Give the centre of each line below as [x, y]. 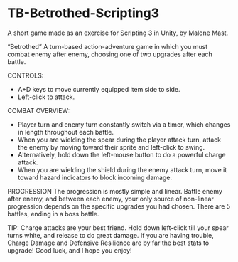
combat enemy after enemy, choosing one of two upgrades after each [110, 54]
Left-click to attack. [46, 97]
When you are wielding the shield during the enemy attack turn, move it [122, 169]
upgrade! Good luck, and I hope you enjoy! [70, 250]
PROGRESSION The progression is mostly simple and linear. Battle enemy [115, 191]
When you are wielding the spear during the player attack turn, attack [119, 140]
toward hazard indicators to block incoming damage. [95, 177]
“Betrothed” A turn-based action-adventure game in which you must [108, 46]
